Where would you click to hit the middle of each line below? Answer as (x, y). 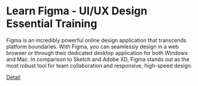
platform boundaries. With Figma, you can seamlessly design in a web (92, 47)
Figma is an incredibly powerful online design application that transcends (96, 40)
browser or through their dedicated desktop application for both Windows (97, 53)
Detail (13, 77)
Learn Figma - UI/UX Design (77, 11)
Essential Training (52, 24)
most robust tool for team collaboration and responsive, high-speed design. (99, 65)
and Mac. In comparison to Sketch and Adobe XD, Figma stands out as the (98, 59)
